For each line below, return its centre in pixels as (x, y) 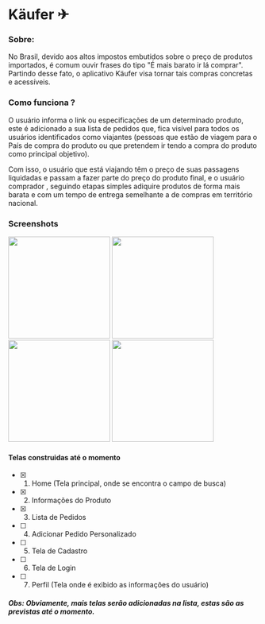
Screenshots (33, 223)
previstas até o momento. (52, 611)
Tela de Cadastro (60, 551)
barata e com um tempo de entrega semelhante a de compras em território (131, 194)
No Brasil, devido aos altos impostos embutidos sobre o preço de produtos (131, 56)
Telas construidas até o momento (64, 457)
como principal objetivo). (49, 153)
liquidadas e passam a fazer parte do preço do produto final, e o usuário (126, 177)
